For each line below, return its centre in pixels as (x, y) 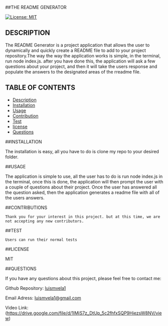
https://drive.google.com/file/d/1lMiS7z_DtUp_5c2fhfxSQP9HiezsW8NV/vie (84, 313)
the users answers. (25, 198)
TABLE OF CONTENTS (40, 88)
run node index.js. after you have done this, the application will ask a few (80, 61)
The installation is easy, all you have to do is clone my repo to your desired (82, 151)
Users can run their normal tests (41, 240)
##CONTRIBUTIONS (26, 207)
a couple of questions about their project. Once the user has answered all (81, 187)
